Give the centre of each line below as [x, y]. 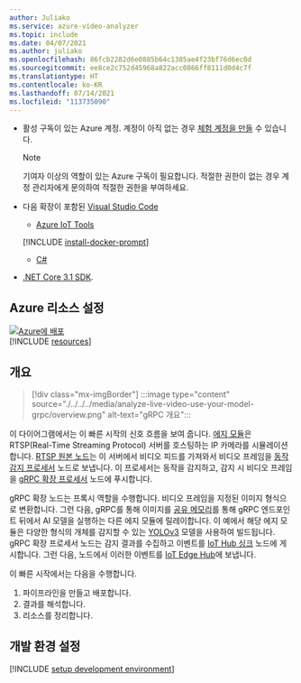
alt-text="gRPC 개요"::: [150, 415]
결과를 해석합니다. [54, 604]
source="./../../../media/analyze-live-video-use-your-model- [142, 404]
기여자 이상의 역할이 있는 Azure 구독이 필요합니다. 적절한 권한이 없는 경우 [151, 176]
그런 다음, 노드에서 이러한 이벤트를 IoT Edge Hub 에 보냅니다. [150, 554]
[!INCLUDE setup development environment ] [92, 669]
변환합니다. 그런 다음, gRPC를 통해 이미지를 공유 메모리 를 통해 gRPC [139, 509]
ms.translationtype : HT [54, 77]
